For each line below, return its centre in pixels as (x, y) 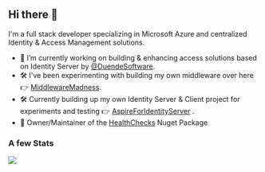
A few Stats (31, 143)
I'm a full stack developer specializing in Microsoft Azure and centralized (128, 33)
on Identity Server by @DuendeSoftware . (87, 66)
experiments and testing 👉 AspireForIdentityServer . (107, 111)
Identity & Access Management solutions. (77, 42)
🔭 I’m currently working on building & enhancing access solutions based (138, 57)
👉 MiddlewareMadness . (61, 87)
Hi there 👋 (33, 15)
